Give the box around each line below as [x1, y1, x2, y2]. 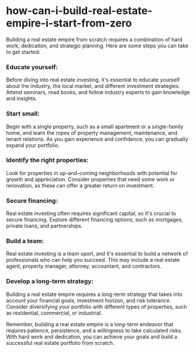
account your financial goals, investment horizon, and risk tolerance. [6, 297, 171, 304]
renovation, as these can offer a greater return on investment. [6, 182, 155, 189]
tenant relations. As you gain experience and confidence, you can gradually [6, 135, 188, 142]
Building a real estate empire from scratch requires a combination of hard [6, 36, 183, 43]
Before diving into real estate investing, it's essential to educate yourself [6, 76, 180, 83]
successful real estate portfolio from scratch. [6, 339, 115, 346]
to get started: [6, 48, 40, 55]
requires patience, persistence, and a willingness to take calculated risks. [6, 327, 183, 334]
